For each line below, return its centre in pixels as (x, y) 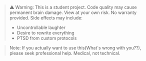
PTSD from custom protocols (47, 38)
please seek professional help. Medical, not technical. (65, 53)
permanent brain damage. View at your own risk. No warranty (73, 12)
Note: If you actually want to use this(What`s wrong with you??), (75, 48)
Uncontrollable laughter (41, 27)
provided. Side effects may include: (46, 18)
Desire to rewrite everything (45, 33)
